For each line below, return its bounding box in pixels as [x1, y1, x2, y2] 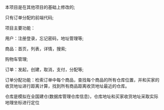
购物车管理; [5, 56, 28, 62]
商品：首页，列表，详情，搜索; [5, 46, 67, 51]
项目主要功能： [5, 25, 35, 31]
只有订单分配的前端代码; [5, 15, 54, 21]
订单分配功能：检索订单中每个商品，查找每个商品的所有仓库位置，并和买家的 [5, 77, 160, 83]
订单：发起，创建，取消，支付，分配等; [5, 66, 84, 72]
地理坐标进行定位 [5, 100, 40, 105]
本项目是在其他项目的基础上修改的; [5, 4, 75, 10]
